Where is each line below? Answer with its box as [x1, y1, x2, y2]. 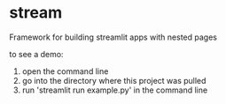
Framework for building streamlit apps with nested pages [9, 32, 217, 42]
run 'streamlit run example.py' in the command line [21, 85, 208, 95]
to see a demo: [9, 48, 64, 59]
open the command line [21, 65, 109, 77]
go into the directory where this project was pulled [21, 75, 207, 85]
